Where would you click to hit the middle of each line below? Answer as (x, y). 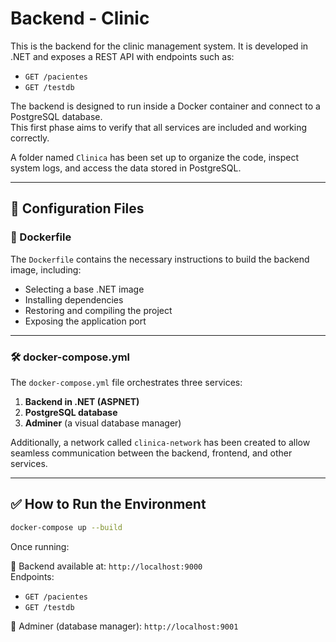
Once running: (40, 546)
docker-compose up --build (66, 527)
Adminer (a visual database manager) (103, 423)
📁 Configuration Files (77, 208)
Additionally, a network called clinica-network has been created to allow (160, 442)
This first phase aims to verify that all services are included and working (158, 127)
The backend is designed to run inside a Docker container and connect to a (165, 106)
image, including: (46, 269)
